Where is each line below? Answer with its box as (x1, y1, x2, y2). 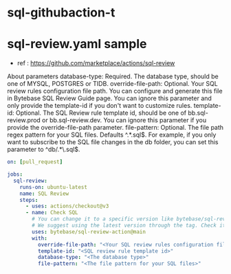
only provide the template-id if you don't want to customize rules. (7, 102, 192, 110)
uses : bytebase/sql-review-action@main (32, 228, 146, 235)
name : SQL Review (19, 190, 69, 197)
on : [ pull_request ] (7, 159, 63, 165)
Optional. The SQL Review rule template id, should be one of (15, 109, 187, 117)
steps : (19, 196, 38, 203)
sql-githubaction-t (7, 5, 115, 21)
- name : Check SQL (25, 209, 78, 216)
